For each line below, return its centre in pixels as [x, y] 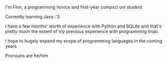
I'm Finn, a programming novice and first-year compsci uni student [74, 7]
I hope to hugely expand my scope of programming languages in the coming [84, 41]
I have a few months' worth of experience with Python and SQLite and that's [83, 26]
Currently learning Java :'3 [32, 16]
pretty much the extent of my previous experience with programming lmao [82, 31]
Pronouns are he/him [27, 56]
